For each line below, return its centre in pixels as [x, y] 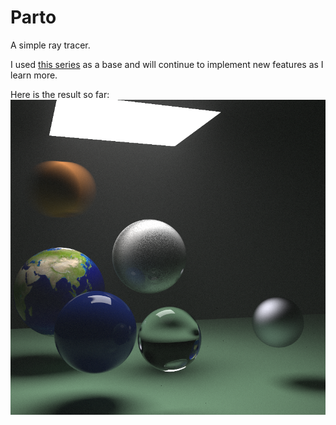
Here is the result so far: [60, 94]
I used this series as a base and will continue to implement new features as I [167, 64]
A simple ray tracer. [50, 45]
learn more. [34, 75]
